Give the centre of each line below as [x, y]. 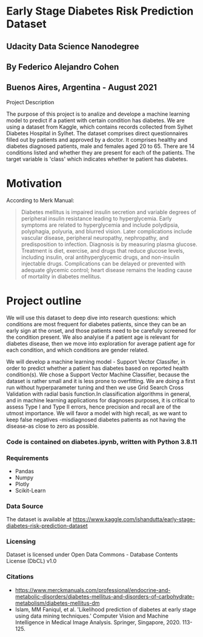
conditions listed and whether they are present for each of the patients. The [101, 152]
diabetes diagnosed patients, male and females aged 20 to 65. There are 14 [101, 146]
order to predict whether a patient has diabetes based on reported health [98, 368]
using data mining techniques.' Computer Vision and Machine [92, 616]
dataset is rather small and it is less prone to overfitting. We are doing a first [101, 381]
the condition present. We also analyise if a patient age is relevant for [93, 337]
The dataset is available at [39, 519]
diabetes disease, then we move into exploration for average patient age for [101, 343]
